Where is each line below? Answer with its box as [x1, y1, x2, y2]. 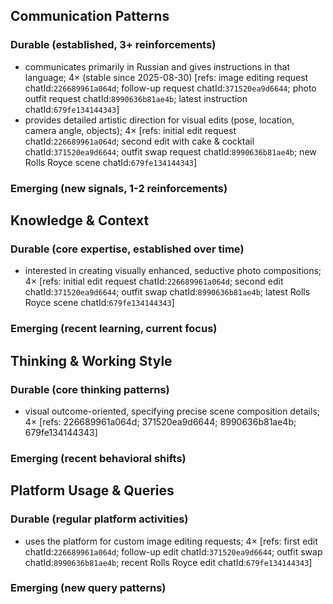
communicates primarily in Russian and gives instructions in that [24, 60, 291, 73]
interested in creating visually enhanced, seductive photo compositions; [24, 265, 322, 277]
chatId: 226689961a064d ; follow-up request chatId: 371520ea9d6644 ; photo [24, 82, 317, 94]
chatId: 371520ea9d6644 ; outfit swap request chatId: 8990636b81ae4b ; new [24, 145, 317, 158]
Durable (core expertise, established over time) [10, 242, 245, 256]
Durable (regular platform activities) [10, 512, 189, 526]
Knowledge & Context [10, 212, 150, 229]
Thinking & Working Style [10, 352, 173, 369]
